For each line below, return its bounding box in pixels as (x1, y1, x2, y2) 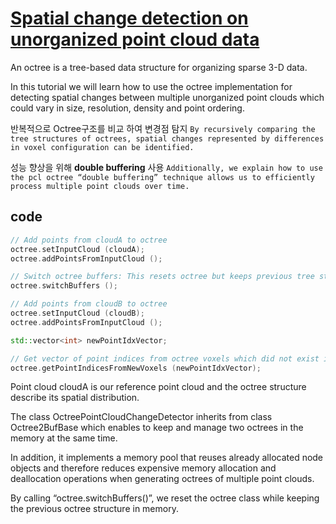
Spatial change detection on (10, 7, 249, 30)
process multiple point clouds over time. (10, 181, 190, 191)
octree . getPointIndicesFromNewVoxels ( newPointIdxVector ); (10, 363, 262, 373)
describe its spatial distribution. (10, 392, 140, 404)
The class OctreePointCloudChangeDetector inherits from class (10, 411, 273, 423)
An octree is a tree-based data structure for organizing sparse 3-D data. (10, 61, 308, 73)
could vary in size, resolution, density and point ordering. (10, 102, 245, 114)
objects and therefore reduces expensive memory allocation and (10, 462, 277, 474)
